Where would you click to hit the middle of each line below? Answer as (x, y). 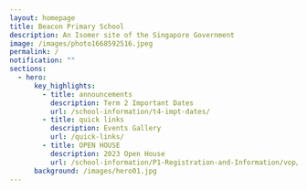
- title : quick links (84, 120)
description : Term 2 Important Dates (122, 103)
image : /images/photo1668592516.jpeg (81, 43)
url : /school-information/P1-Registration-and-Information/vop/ (175, 162)
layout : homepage (42, 18)
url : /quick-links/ (87, 137)
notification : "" (42, 60)
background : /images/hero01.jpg (95, 171)
